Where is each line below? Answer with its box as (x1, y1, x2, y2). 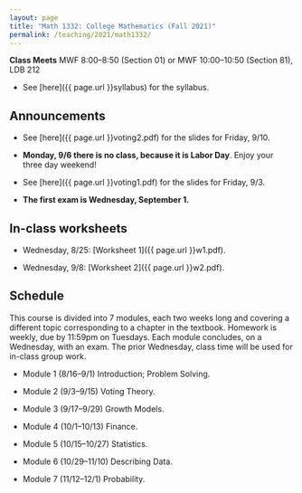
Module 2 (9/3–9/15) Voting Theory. (22, 385, 156, 396)
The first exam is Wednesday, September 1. (22, 194, 190, 205)
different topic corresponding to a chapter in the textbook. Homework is (9, 322, 278, 333)
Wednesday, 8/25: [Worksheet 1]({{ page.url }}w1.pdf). (22, 245, 226, 255)
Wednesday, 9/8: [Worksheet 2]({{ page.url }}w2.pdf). (22, 262, 225, 272)
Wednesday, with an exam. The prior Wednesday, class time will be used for (9, 341, 294, 352)
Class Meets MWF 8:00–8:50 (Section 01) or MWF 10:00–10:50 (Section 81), (9, 55, 294, 66)
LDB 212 (9, 64, 41, 75)
